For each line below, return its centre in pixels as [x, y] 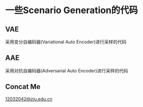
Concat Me [23, 87]
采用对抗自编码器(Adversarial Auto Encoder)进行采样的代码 [67, 70]
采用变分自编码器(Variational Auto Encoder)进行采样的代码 [66, 42]
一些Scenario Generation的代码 [71, 10]
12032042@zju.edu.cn [29, 99]
